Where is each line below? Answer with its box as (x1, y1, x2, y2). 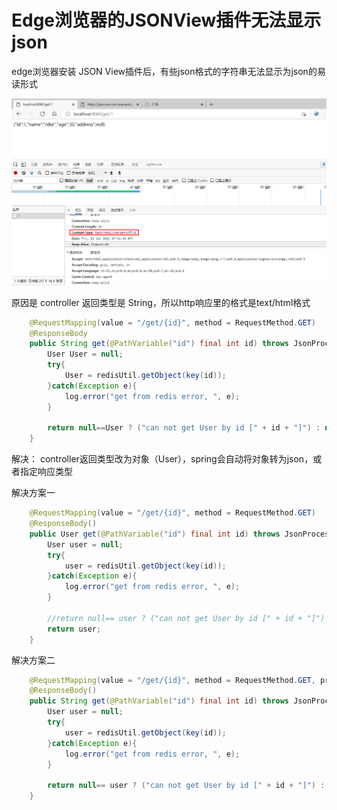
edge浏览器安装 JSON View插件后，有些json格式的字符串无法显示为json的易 (11, 65, 326, 77)
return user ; (47, 624, 102, 634)
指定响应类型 (19, 466, 73, 478)
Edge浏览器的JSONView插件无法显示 (11, 9, 322, 32)
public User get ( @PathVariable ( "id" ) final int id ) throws (29, 529, 281, 539)
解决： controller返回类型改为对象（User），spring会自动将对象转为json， (11, 453, 314, 465)
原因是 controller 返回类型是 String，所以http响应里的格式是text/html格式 (11, 296, 311, 308)
